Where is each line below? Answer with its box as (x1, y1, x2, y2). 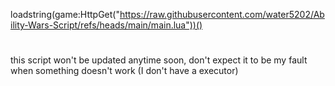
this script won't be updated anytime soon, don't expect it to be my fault (10, 54, 308, 66)
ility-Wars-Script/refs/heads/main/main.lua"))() (10, 19, 203, 31)
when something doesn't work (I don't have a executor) (10, 65, 239, 77)
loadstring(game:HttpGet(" (10, 9, 120, 20)
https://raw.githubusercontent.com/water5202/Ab (119, 9, 325, 20)
